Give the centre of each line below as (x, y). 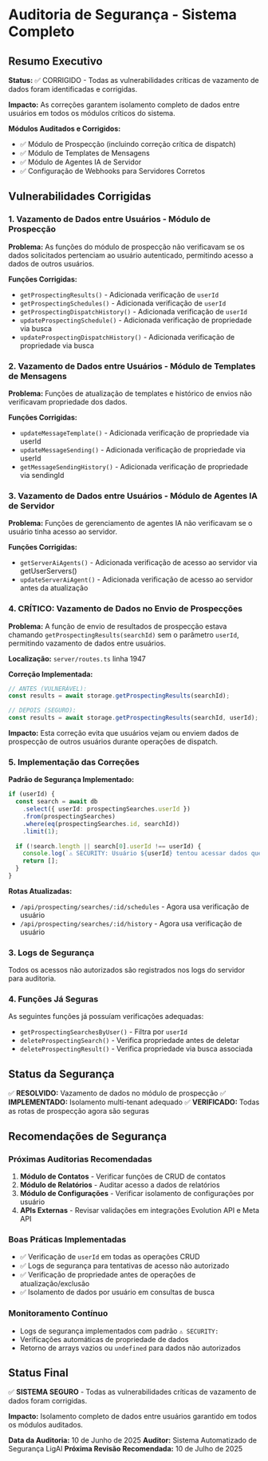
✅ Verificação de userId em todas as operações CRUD (110, 1257)
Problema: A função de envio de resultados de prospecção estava (118, 626)
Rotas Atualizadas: (40, 890)
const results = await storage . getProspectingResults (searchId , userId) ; (134, 718)
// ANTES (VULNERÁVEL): (48, 689)
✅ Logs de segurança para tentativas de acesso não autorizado (124, 1266)
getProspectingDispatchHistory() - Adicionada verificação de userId (134, 311)
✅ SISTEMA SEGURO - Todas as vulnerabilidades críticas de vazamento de (132, 1392)
